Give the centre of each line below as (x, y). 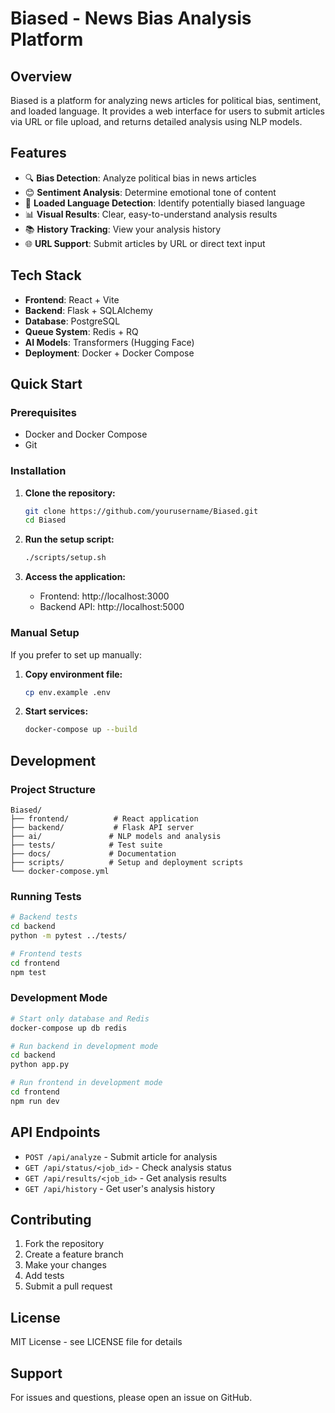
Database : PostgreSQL (72, 321)
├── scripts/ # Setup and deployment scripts (127, 862)
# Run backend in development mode (84, 1046)
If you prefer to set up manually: (76, 654)
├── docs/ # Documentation (93, 853)
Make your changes (65, 1265)
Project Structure (53, 789)
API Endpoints (55, 1132)
